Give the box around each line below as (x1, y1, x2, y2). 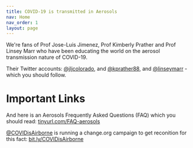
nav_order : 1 (6, 19, 38, 25)
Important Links (6, 92, 86, 106)
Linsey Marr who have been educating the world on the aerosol (6, 48, 161, 55)
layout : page (6, 25, 38, 31)
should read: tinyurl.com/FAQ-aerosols (6, 118, 100, 125)
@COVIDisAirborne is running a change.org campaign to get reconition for (6, 129, 187, 136)
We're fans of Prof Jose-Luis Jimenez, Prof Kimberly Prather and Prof (6, 41, 176, 48)
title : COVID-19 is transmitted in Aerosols (6, 8, 117, 15)
